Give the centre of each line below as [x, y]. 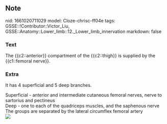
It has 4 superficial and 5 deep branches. [49, 85]
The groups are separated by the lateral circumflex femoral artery [74, 111]
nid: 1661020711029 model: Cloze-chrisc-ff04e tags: [61, 20]
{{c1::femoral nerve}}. [28, 61]
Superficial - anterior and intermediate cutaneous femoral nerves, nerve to [84, 95]
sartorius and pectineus [30, 101]
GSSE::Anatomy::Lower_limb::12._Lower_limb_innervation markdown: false [83, 31]
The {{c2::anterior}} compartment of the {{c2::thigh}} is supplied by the [80, 56]
